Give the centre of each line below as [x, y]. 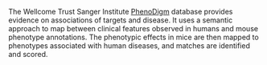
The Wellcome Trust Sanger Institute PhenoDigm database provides [121, 12]
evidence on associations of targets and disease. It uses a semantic [121, 20]
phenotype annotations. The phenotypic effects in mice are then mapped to [133, 37]
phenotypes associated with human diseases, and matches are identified [129, 46]
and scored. [28, 54]
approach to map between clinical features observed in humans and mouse [133, 28]
